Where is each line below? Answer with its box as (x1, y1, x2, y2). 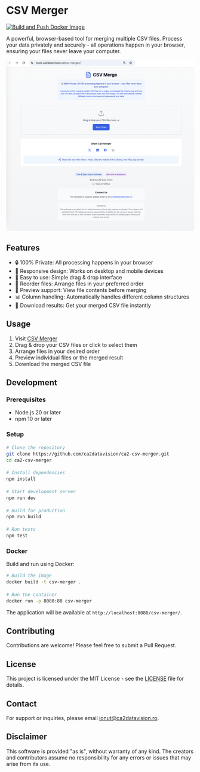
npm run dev (6, 495, 36, 501)
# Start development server (6, 488, 76, 494)
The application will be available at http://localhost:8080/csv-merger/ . (6, 608, 182, 616)
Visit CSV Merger (14, 335, 58, 342)
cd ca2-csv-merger (6, 457, 52, 463)
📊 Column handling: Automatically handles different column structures (14, 293, 189, 300)
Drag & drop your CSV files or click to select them (14, 341, 137, 348)
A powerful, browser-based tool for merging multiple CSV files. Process (6, 35, 183, 42)
